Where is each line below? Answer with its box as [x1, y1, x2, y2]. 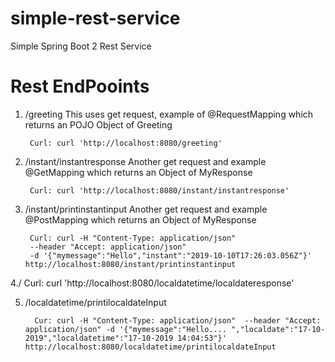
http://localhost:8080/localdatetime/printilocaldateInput [24, 342, 277, 352]
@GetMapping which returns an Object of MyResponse [24, 166, 253, 178]
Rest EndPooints [10, 75, 150, 98]
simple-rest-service [10, 7, 181, 30]
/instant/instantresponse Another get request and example [24, 155, 267, 167]
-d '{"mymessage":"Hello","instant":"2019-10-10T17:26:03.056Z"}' [29, 250, 312, 261]
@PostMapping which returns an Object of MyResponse [24, 213, 257, 226]
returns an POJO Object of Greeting [24, 118, 173, 131]
